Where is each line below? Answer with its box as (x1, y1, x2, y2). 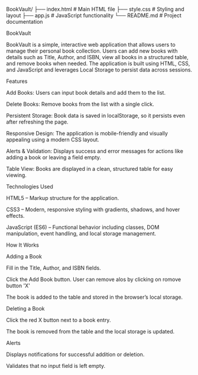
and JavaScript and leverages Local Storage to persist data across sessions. (6, 66, 193, 73)
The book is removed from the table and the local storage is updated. (6, 328, 175, 335)
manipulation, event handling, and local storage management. (6, 230, 157, 237)
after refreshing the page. (6, 118, 69, 125)
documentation (6, 18, 43, 25)
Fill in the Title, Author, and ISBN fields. (6, 264, 102, 271)
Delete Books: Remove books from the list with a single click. (6, 101, 155, 108)
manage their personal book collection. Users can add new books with (6, 47, 178, 54)
